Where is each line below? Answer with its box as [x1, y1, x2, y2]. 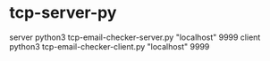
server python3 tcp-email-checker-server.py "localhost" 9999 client [9, 32, 261, 42]
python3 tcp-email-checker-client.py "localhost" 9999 [9, 41, 210, 51]
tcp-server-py [9, 3, 117, 23]
